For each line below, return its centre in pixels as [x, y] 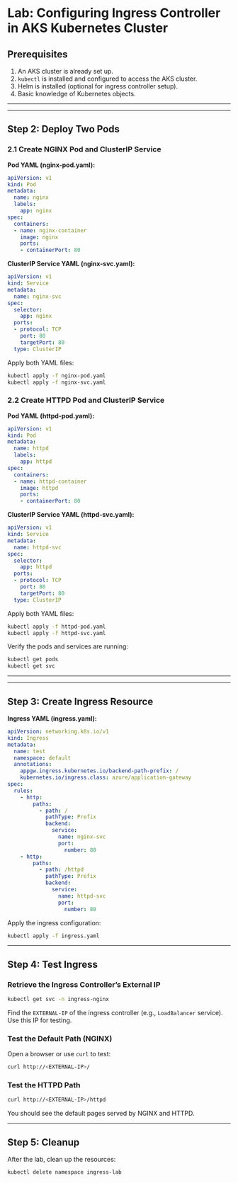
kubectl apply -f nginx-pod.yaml [57, 376]
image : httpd [39, 488]
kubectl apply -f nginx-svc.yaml [57, 382]
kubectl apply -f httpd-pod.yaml [57, 627]
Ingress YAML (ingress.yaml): [52, 719]
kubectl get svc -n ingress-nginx [58, 1000]
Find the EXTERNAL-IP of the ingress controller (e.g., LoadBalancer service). [115, 1012]
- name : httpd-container [50, 481]
